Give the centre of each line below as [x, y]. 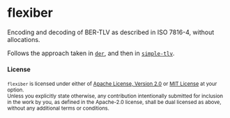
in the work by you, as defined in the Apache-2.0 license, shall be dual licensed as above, [114, 103]
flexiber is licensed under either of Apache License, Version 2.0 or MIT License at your [112, 84]
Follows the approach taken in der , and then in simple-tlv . [91, 53]
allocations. [24, 39]
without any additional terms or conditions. [58, 109]
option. [16, 90]
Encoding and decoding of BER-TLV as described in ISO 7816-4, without [111, 32]
